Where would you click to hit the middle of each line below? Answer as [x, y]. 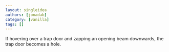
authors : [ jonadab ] [26, 15]
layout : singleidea [26, 10]
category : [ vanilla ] [27, 19]
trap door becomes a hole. [33, 44]
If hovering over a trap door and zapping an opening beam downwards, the [84, 39]
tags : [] [15, 24]
